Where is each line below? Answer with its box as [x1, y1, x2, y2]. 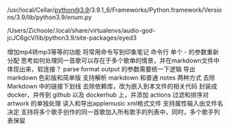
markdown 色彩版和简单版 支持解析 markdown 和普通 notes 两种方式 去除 [7, 73, 216, 82]
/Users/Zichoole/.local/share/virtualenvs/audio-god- [7, 27, 156, 34]
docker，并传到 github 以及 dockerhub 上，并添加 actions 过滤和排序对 [7, 91, 209, 99]
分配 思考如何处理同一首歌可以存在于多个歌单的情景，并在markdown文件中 [7, 56, 220, 64]
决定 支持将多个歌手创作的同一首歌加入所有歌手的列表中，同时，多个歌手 [7, 108, 214, 116]
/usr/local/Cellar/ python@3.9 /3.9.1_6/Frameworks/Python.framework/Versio [7, 6, 222, 14]
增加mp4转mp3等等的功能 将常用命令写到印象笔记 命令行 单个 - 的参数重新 [7, 48, 219, 56]
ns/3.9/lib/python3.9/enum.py [7, 13, 92, 21]
